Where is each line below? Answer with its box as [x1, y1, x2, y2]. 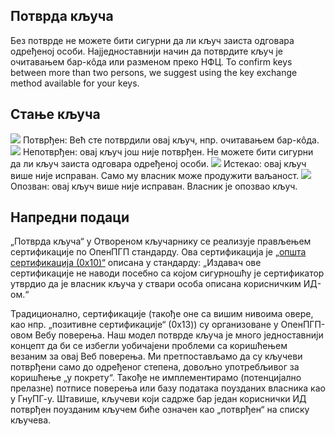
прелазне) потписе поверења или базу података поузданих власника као [10, 382, 326, 394]
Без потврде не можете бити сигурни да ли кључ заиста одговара [10, 34, 295, 46]
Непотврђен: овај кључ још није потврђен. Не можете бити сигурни [22, 145, 314, 158]
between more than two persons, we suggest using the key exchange [10, 66, 298, 78]
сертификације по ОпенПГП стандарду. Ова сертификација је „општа [10, 246, 307, 258]
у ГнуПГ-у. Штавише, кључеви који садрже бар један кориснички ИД [10, 393, 307, 405]
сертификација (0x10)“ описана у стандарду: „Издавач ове [10, 257, 262, 269]
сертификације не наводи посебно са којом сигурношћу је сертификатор [10, 267, 325, 279]
